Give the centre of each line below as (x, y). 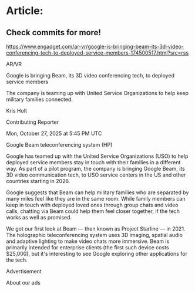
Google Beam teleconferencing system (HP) (59, 145)
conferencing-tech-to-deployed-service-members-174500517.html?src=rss (97, 53)
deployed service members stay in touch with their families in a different (93, 162)
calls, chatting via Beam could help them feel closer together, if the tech (93, 211)
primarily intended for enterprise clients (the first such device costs (88, 247)
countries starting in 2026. (38, 181)
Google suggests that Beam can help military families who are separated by (97, 192)
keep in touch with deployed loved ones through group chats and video (92, 205)
